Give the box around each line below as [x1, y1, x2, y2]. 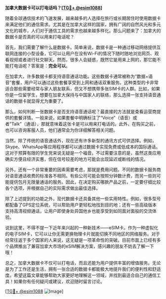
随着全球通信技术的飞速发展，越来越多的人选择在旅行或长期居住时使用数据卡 [5, 15, 161, 21]
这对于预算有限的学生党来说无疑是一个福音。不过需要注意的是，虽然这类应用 [5, 150, 161, 156]
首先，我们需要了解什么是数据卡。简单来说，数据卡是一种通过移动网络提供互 [5, 44, 161, 50]
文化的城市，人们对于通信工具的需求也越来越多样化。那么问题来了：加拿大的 [5, 28, 161, 34]
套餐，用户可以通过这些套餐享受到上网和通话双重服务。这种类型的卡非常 [11, 80, 159, 85]
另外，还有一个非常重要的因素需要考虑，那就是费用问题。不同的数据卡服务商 [5, 167, 161, 172]
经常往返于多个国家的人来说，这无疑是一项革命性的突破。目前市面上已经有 [5, 237, 157, 243]
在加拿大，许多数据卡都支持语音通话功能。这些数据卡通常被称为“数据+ [5, 74, 149, 79]
